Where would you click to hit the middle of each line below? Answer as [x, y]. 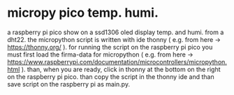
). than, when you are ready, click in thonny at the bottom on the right [121, 69]
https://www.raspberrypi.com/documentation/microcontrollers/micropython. [117, 61]
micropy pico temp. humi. [83, 13]
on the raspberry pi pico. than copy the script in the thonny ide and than [111, 76]
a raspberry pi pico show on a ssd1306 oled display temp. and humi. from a [116, 32]
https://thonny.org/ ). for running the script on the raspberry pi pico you [110, 47]
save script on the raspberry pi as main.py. [69, 84]
